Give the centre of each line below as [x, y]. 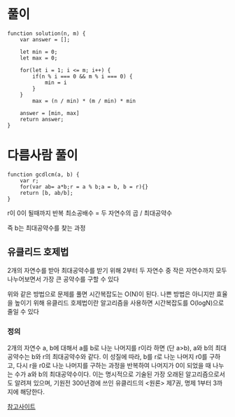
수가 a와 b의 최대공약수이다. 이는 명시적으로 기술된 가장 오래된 [99, 374]
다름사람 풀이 [43, 156]
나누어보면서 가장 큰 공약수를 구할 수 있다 [63, 279]
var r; [29, 180]
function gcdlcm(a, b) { [43, 175]
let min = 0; [39, 52]
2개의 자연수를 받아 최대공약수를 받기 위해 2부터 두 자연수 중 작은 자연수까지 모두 [117, 270]
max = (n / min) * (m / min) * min [84, 101]
